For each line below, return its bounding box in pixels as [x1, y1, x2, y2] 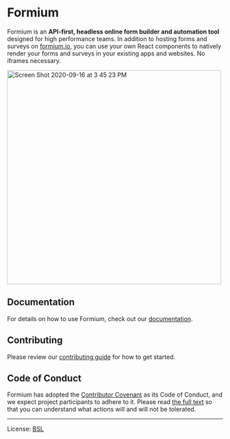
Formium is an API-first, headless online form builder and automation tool [7, 27, 220, 36]
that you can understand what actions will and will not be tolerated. [7, 405, 196, 414]
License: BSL [7, 425, 44, 433]
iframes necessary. [7, 56, 62, 64]
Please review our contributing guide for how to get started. [7, 353, 176, 361]
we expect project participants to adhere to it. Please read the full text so [7, 398, 213, 406]
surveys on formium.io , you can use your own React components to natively [7, 42, 222, 50]
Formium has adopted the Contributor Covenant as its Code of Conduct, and [7, 390, 223, 399]
